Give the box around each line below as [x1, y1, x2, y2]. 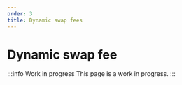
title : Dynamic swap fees [7, 17, 83, 24]
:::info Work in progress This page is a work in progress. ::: [7, 70, 176, 78]
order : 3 [7, 10, 33, 17]
